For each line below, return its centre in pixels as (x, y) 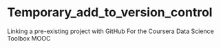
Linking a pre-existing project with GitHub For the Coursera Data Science (111, 31)
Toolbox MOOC (29, 38)
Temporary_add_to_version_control (110, 13)
